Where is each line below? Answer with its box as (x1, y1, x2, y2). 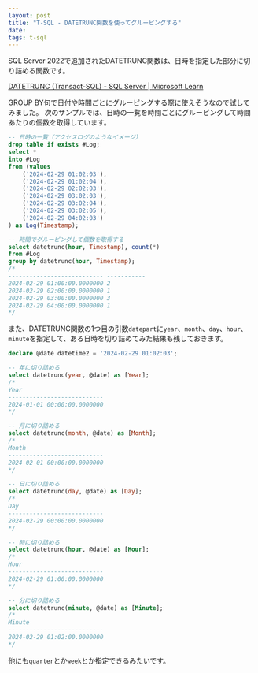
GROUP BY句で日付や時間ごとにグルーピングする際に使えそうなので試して (8, 98, 250, 107)
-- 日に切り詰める (8, 480, 61, 489)
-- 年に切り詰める (8, 364, 61, 372)
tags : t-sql (8, 33, 47, 42)
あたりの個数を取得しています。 (8, 117, 112, 127)
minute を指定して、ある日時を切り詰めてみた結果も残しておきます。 (8, 334, 228, 344)
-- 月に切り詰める (8, 422, 61, 430)
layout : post (8, 11, 51, 20)
